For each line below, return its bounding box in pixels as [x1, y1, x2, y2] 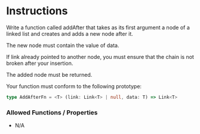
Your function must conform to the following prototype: [6, 82, 142, 90]
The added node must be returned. [6, 71, 93, 78]
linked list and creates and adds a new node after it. [6, 30, 133, 37]
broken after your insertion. [6, 60, 73, 67]
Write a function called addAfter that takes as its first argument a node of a [6, 24, 190, 31]
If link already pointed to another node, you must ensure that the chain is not [6, 53, 194, 60]
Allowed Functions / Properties [6, 108, 98, 117]
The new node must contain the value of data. [6, 42, 119, 49]
